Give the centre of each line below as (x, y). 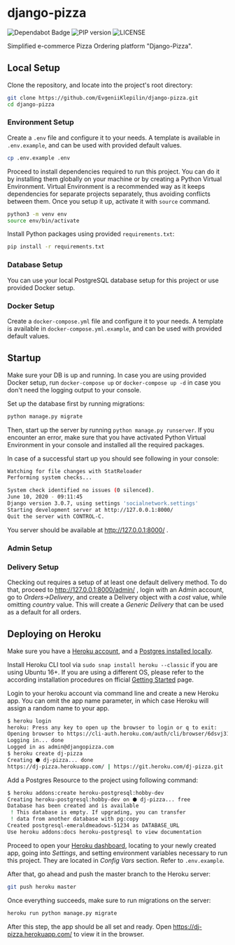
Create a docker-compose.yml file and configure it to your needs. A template (115, 321)
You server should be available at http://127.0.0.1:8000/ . (88, 530)
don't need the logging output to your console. (74, 390)
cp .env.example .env (39, 158)
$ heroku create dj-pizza (45, 754)
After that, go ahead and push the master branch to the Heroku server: (109, 874)
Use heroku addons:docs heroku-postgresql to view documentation (104, 832)
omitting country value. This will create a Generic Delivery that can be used (115, 604)
